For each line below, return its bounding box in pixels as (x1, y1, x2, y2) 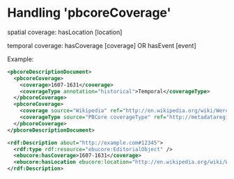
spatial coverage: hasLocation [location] (7, 28, 123, 36)
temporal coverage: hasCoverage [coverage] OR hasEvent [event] (7, 41, 196, 49)
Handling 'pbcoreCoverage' (7, 5, 171, 21)
